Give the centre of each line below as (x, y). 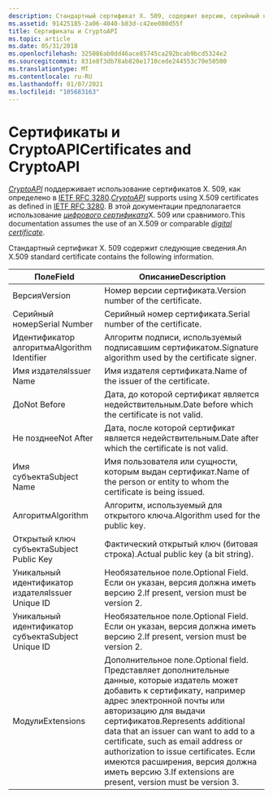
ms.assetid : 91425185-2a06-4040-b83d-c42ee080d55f (96, 24)
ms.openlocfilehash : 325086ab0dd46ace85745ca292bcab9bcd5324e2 (118, 54)
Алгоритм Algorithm (50, 515)
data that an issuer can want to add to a (180, 731)
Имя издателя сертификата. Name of (176, 371)
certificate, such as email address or (174, 742)
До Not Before (39, 405)
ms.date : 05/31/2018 (43, 46)
